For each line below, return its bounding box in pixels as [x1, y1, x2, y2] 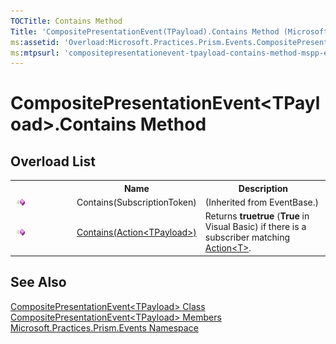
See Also [10, 274, 67, 291]
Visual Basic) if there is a [204, 221, 307, 233]
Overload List [10, 153, 96, 170]
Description [238, 182, 288, 194]
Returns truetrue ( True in [204, 210, 310, 222]
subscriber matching [204, 231, 291, 244]
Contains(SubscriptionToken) [76, 196, 197, 208]
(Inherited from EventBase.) [204, 196, 319, 208]
